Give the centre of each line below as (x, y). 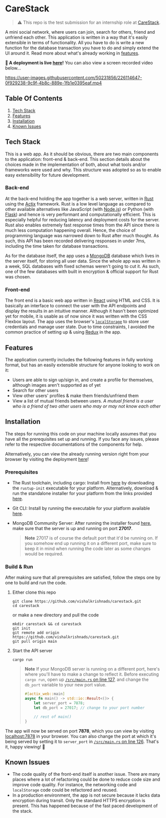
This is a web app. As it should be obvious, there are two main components (82, 154)
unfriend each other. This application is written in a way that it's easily (76, 37)
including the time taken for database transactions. (57, 246)
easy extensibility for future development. (48, 175)
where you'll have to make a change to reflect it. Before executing (92, 674)
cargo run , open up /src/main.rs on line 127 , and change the (86, 680)
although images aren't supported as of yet (56, 385)
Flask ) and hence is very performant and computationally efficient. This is (81, 214)
